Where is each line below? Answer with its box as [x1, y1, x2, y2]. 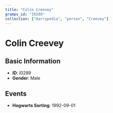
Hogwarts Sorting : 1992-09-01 [12, 103, 76, 109]
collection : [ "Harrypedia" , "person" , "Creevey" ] [5, 16, 109, 21]
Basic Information [5, 57, 61, 65]
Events [5, 89, 27, 98]
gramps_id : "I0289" [5, 12, 45, 17]
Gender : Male [12, 75, 41, 81]
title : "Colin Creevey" [5, 7, 54, 12]
